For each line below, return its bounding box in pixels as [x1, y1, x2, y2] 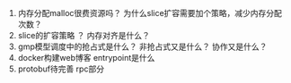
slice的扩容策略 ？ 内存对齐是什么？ [17, 30, 151, 40]
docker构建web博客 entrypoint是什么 [17, 53, 155, 62]
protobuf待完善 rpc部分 [17, 63, 105, 74]
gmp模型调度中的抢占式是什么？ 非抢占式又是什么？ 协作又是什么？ [17, 41, 268, 52]
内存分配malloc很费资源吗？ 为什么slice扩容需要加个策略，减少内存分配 [17, 8, 283, 18]
